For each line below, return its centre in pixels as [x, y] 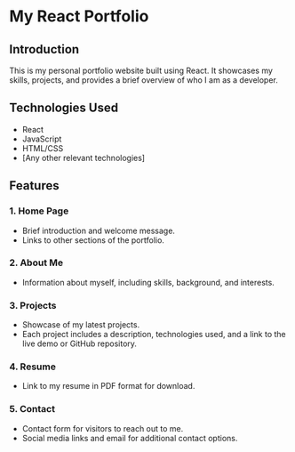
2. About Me [36, 262]
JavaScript [42, 139]
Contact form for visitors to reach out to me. [103, 428]
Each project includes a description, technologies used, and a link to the [154, 335]
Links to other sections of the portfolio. [93, 240]
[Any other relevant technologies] [83, 157]
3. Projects [33, 305]
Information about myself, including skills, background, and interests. [148, 282]
